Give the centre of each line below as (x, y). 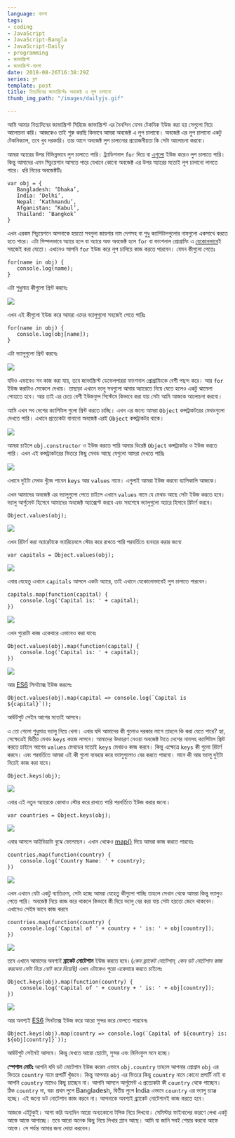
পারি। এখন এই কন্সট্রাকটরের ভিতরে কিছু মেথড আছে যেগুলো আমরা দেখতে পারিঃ (86, 453)
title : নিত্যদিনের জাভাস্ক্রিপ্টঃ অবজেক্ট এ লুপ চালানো (59, 92)
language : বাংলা (27, 14)
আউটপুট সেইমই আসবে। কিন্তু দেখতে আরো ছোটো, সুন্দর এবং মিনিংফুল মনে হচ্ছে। (89, 1053)
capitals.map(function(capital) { (58, 595)
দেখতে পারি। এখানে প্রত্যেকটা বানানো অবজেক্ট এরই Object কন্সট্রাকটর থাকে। (86, 418)
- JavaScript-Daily (36, 46)
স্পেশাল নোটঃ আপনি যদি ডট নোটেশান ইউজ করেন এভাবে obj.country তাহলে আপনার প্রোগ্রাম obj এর (113, 1067)
